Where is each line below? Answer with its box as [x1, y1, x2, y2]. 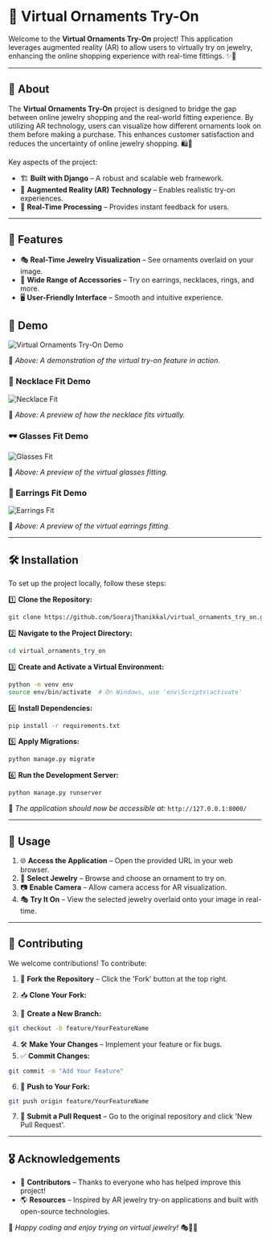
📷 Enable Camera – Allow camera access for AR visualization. [19, 882, 227, 892]
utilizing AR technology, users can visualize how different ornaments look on [8, 121, 261, 130]
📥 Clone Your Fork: [19, 990, 87, 999]
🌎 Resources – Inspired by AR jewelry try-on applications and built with [19, 1195, 259, 1205]
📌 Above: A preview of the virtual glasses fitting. [8, 467, 169, 477]
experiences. [19, 193, 63, 203]
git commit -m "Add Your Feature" [8, 1067, 125, 1075]
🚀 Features [8, 233, 63, 246]
